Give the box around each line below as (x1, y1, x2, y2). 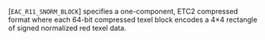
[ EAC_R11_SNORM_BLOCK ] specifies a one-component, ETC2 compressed (8, 7, 239, 16)
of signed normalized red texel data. (8, 24, 127, 32)
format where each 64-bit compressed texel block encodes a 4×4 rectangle (8, 15, 258, 24)
